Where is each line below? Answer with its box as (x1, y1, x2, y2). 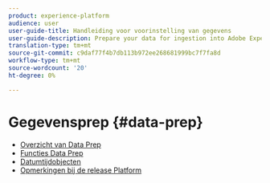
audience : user (8, 19, 59, 27)
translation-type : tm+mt (8, 42, 92, 50)
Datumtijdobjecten (19, 157, 82, 166)
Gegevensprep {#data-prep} (8, 113, 203, 131)
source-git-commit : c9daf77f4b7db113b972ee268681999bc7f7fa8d (8, 49, 221, 57)
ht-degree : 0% (8, 71, 56, 79)
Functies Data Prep (19, 148, 84, 157)
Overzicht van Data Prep (19, 140, 102, 149)
